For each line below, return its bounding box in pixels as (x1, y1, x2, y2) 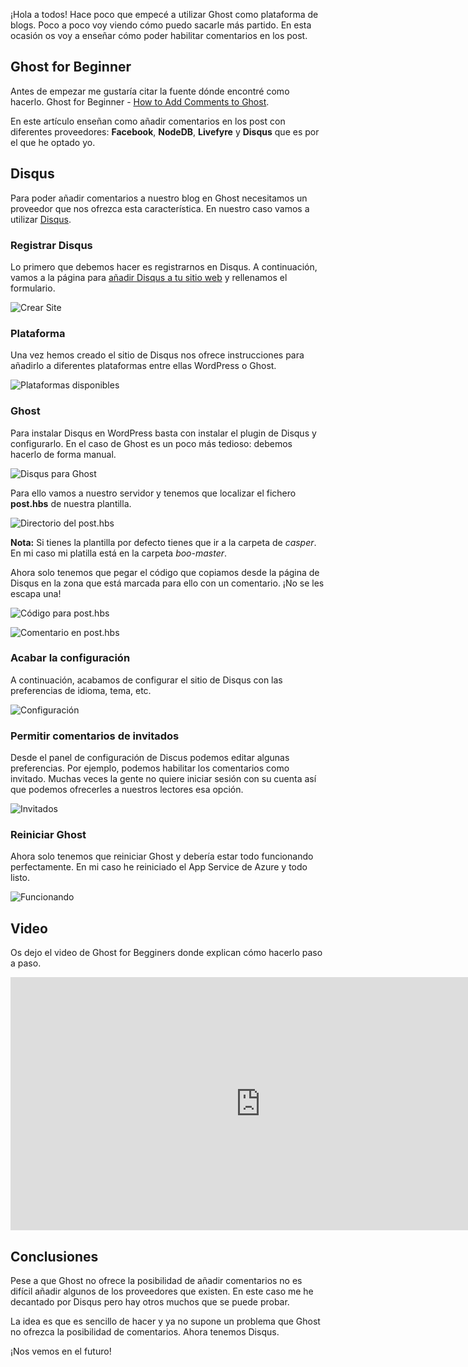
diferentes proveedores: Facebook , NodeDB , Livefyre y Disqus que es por (10, 125, 320, 138)
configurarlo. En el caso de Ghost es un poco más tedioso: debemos (10, 437, 293, 449)
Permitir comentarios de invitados (10, 729, 180, 743)
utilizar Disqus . (10, 213, 72, 225)
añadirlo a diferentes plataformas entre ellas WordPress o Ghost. (10, 360, 277, 372)
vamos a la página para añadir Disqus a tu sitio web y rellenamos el (10, 271, 288, 283)
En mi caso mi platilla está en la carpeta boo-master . (10, 547, 228, 559)
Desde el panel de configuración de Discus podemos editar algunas (10, 752, 290, 764)
